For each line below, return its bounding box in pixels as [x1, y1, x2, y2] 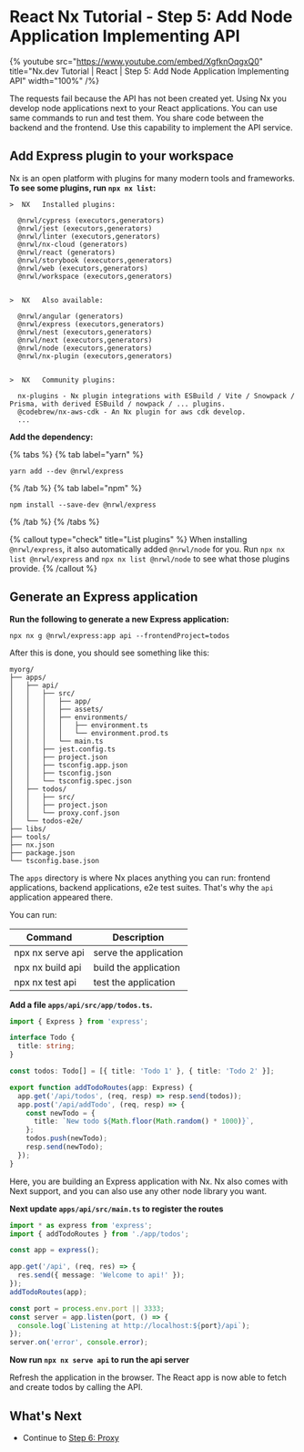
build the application [93, 961, 180, 973]
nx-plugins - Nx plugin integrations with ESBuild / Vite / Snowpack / [17, 391, 296, 400]
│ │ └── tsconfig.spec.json [9, 777, 132, 786]
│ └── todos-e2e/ [9, 816, 84, 826]
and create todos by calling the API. [9, 1382, 143, 1393]
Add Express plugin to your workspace [9, 149, 234, 164]
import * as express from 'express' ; [9, 1220, 153, 1230]
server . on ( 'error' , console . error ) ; [9, 1338, 148, 1347]
